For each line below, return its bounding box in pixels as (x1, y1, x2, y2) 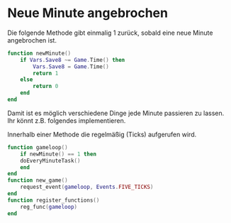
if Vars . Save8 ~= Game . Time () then (20, 56, 125, 63)
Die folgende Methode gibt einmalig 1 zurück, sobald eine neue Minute (7, 28, 213, 37)
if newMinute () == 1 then (20, 151, 97, 158)
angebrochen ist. (7, 36, 57, 44)
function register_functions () (7, 197, 100, 204)
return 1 (33, 70, 59, 77)
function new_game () (7, 177, 69, 184)
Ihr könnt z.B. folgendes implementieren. (7, 116, 126, 125)
